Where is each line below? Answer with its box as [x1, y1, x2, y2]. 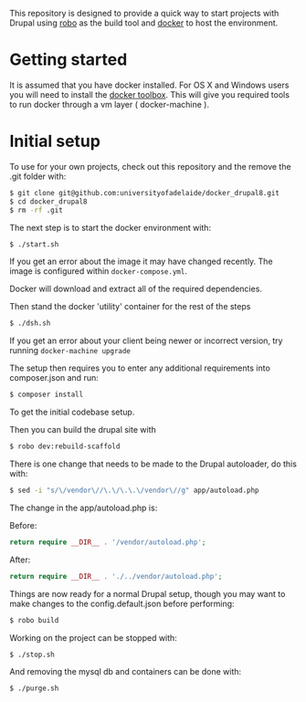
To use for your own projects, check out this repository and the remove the [9, 161, 291, 172]
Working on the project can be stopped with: [9, 632, 178, 643]
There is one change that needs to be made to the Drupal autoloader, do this [9, 458, 297, 469]
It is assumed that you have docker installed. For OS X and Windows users [9, 79, 290, 90]
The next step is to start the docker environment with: [9, 222, 212, 233]
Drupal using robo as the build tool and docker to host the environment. [9, 17, 279, 28]
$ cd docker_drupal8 [9, 196, 89, 206]
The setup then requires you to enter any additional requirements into [9, 362, 271, 373]
